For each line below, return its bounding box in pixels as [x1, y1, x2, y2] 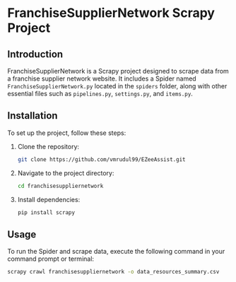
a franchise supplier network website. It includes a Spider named [7, 74, 196, 83]
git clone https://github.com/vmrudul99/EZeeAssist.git [17, 155, 186, 163]
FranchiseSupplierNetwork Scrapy [7, 5, 216, 21]
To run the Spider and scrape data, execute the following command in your [7, 247, 225, 256]
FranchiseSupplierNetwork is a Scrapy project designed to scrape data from [7, 67, 230, 75]
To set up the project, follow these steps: [7, 129, 126, 137]
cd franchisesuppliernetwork [17, 182, 104, 189]
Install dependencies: [17, 195, 81, 204]
